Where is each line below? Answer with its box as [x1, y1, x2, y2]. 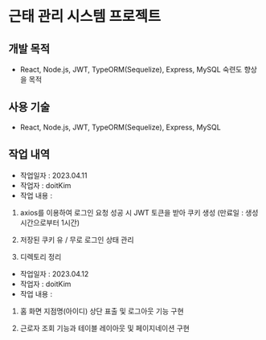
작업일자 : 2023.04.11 [19, 170, 88, 180]
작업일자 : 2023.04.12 [19, 268, 89, 278]
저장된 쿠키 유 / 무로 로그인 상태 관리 [19, 235, 134, 244]
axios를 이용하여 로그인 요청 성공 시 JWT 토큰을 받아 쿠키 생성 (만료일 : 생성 [19, 207, 259, 217]
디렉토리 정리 [19, 252, 62, 261]
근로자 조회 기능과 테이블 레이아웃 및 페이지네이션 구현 [19, 323, 190, 333]
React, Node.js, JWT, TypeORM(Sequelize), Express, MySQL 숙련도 [19, 65, 243, 74]
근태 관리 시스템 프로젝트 [8, 7, 162, 26]
